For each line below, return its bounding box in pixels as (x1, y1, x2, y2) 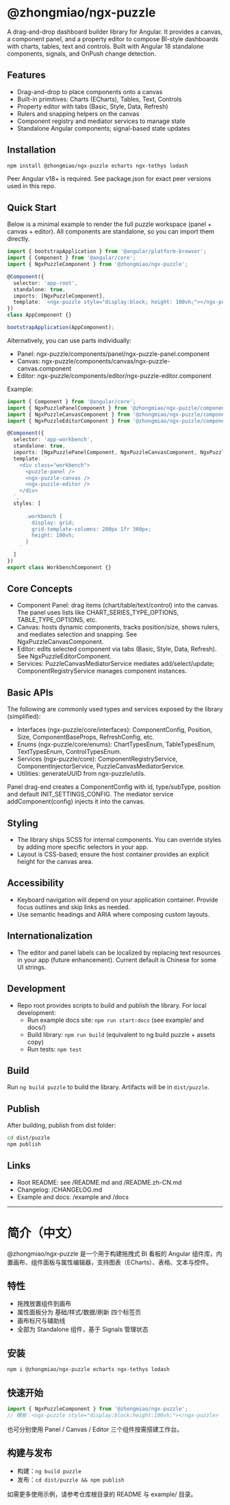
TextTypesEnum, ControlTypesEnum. (16, 748, 122, 756)
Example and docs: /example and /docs (16, 1192, 129, 1201)
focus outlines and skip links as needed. (16, 902, 131, 911)
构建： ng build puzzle (16, 1467, 82, 1475)
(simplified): (7, 713, 41, 721)
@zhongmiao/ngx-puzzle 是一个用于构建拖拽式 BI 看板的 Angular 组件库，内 (7, 1249, 222, 1258)
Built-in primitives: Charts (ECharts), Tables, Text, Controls (16, 95, 182, 103)
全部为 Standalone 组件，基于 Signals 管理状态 (16, 1325, 149, 1334)
